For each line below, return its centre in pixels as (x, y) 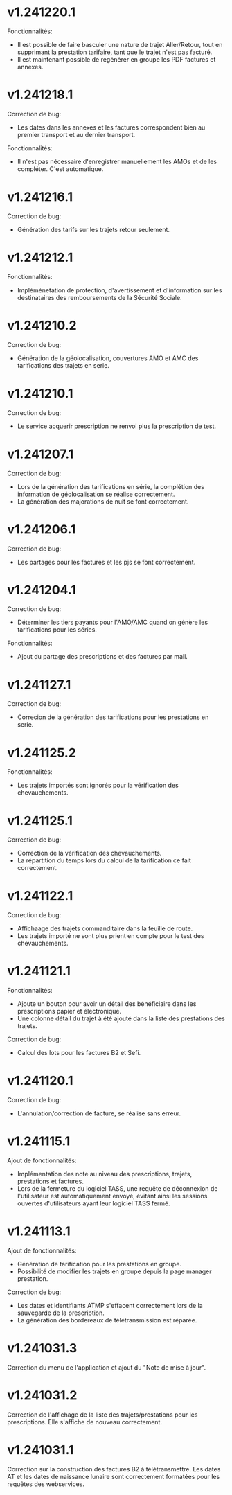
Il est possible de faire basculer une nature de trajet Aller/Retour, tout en (120, 44)
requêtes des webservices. (46, 1484)
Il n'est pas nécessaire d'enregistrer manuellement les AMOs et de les (117, 161)
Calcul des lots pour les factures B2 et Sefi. (79, 1053)
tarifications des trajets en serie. (63, 365)
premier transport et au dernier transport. (76, 134)
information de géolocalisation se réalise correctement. (96, 494)
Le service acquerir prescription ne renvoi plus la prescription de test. (117, 426)
